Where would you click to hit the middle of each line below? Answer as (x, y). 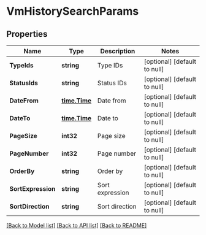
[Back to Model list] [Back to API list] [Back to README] (77, 225)
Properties (27, 34)
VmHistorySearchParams (73, 11)
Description (118, 51)
